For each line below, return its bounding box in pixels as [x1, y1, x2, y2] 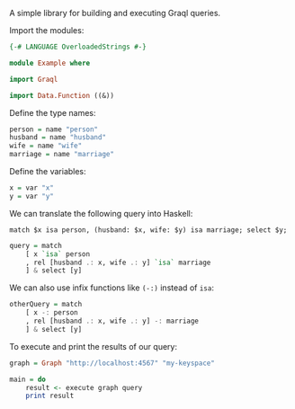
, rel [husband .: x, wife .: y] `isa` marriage [25, 258, 211, 267]
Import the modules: [9, 25, 85, 35]
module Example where [9, 58, 91, 67]
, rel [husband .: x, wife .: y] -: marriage [25, 316, 200, 325]
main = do [9, 375, 47, 384]
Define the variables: [9, 166, 87, 176]
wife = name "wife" [9, 141, 83, 151]
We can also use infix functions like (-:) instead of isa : [9, 282, 214, 293]
